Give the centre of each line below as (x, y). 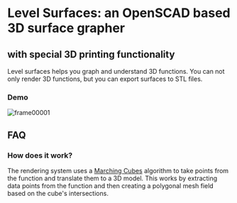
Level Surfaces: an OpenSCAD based (119, 13)
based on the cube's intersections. (58, 193)
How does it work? (40, 155)
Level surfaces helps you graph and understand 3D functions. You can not (116, 71)
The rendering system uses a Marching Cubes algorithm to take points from (118, 170)
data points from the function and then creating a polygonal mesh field (111, 185)
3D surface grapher (66, 28)
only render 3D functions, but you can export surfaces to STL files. (105, 79)
